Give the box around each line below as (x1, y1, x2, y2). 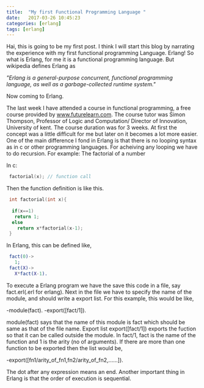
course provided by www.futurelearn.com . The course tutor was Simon (6, 111, 186, 118)
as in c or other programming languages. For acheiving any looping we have (6, 143, 198, 151)
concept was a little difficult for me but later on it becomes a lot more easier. (6, 130, 199, 138)
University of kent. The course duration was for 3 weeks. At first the (6, 124, 177, 132)
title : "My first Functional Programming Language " (6, 9, 147, 15)
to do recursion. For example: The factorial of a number (6, 150, 146, 157)
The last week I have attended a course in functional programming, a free (6, 105, 191, 112)
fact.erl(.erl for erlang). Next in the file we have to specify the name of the (6, 288, 192, 296)
